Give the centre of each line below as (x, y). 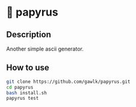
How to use (28, 68)
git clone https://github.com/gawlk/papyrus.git (68, 81)
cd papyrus (20, 87)
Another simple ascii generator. (45, 49)
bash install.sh (26, 93)
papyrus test (23, 99)
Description (29, 35)
